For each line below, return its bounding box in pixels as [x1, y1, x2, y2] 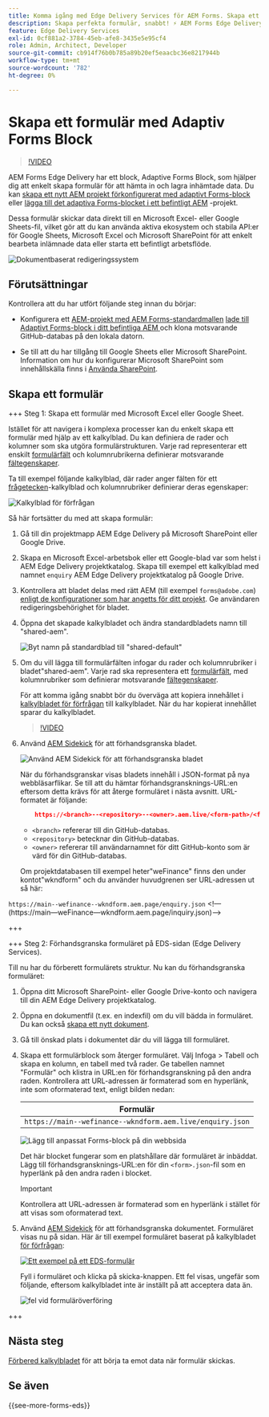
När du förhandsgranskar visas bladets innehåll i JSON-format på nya [19, 769, 251, 779]
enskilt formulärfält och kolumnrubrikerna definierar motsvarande [8, 450, 224, 460]
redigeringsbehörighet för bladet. [19, 603, 130, 612]
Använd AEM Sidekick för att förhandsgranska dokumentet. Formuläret [19, 1224, 254, 1233]
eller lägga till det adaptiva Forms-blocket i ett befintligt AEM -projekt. [8, 197, 239, 207]
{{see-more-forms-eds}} [8, 1400, 90, 1410]
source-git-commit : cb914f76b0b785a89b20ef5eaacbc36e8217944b [8, 49, 220, 57]
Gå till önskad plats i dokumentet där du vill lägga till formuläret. [19, 1035, 231, 1045]
